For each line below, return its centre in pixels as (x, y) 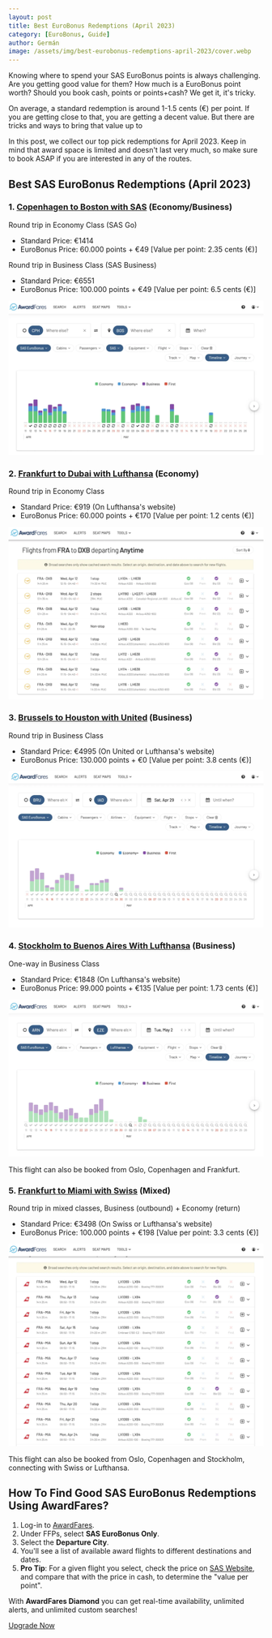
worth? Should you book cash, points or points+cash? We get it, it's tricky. (132, 92)
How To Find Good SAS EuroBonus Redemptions (132, 1493)
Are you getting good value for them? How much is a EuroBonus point (125, 84)
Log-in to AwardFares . (57, 1525)
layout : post (30, 17)
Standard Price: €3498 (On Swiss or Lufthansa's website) (116, 1224)
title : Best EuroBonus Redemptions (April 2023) (92, 26)
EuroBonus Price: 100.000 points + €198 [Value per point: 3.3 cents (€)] (139, 1232)
